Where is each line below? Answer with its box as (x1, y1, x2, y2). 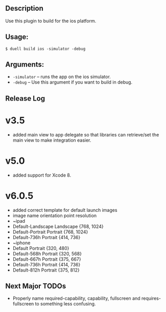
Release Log (5, 94, 45, 103)
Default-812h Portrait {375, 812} (12, 267, 80, 273)
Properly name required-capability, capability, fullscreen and (12, 295, 140, 302)
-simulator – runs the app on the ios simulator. (12, 74, 111, 80)
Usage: (5, 33, 29, 42)
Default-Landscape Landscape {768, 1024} (12, 223, 104, 229)
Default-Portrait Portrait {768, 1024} (12, 228, 88, 235)
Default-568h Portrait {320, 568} (12, 250, 82, 257)
